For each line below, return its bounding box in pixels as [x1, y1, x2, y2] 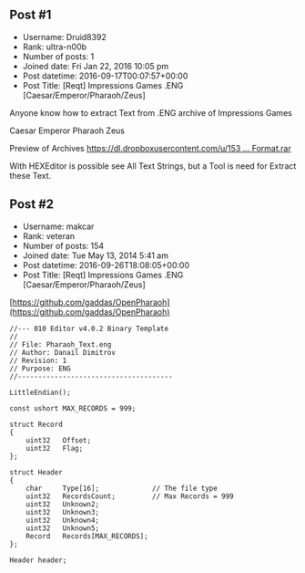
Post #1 [9, 7, 52, 23]
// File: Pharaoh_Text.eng [9, 339, 112, 349]
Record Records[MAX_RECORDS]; [25, 531, 148, 541]
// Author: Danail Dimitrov [9, 348, 117, 357]
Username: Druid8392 [22, 31, 107, 42]
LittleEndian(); [9, 388, 71, 397]
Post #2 [9, 196, 55, 213]
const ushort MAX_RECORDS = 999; [9, 403, 137, 413]
